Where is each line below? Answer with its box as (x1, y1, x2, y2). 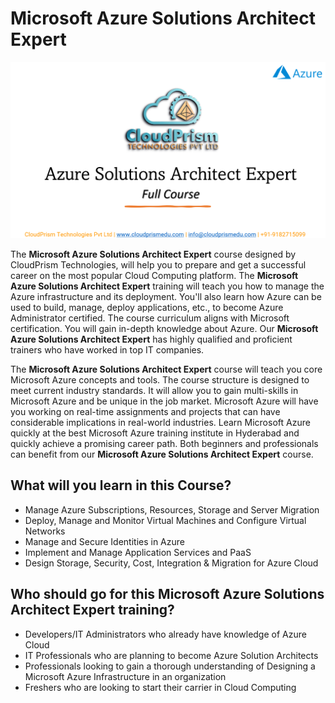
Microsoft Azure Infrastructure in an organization (24, 670, 227, 682)
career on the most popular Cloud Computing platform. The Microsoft (10, 269, 299, 281)
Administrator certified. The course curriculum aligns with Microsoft (10, 312, 290, 324)
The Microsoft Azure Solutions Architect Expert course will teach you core (10, 363, 323, 375)
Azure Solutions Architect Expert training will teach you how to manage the (10, 280, 325, 292)
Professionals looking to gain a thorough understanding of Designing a (24, 660, 316, 672)
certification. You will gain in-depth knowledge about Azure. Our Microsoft (10, 322, 319, 334)
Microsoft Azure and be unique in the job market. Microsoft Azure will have (10, 395, 319, 407)
